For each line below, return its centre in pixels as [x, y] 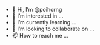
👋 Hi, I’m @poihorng [37, 9]
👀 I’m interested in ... [38, 16]
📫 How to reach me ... [40, 36]
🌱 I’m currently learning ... [44, 22]
